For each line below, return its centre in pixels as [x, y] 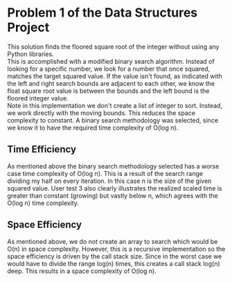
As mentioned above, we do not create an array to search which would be [113, 241]
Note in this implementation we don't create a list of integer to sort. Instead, [115, 105]
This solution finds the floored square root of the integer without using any [113, 46]
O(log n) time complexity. [43, 203]
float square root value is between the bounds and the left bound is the [108, 91]
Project [28, 27]
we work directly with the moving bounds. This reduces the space [101, 113]
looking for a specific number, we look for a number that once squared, [109, 69]
